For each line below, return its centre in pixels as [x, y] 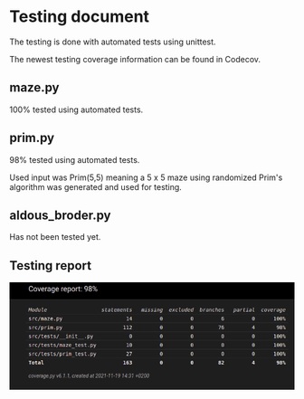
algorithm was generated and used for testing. [96, 186]
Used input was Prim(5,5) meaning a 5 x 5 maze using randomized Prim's [146, 177]
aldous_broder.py [60, 215]
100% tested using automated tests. [76, 109]
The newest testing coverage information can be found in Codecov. [135, 59]
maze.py [34, 88]
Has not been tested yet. [55, 237]
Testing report [51, 266]
